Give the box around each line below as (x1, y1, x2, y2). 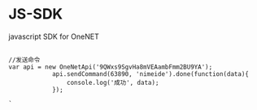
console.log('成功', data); (66, 78, 159, 87)
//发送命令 (8, 56, 41, 64)
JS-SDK (8, 5, 63, 23)
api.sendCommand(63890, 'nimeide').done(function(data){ (51, 70, 250, 78)
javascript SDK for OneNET (8, 32, 99, 41)
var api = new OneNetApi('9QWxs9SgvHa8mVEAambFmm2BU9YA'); (8, 62, 213, 71)
